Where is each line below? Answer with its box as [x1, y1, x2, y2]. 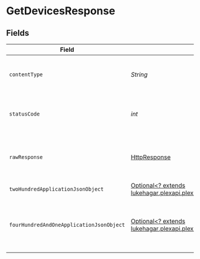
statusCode [9, 111, 40, 117]
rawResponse [9, 154, 43, 160]
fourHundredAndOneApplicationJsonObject [9, 221, 125, 228]
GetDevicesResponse [6, 4, 115, 18]
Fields [6, 28, 30, 38]
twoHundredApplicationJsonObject [9, 186, 104, 192]
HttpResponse [130, 153, 171, 161]
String [130, 70, 148, 79]
